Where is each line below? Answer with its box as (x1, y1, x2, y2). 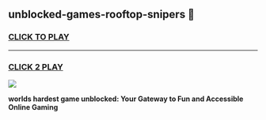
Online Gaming (8, 102, 59, 111)
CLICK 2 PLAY (8, 61, 63, 72)
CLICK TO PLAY (8, 32, 70, 43)
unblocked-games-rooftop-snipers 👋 (8, 8, 196, 21)
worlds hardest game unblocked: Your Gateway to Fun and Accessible (8, 94, 244, 103)
